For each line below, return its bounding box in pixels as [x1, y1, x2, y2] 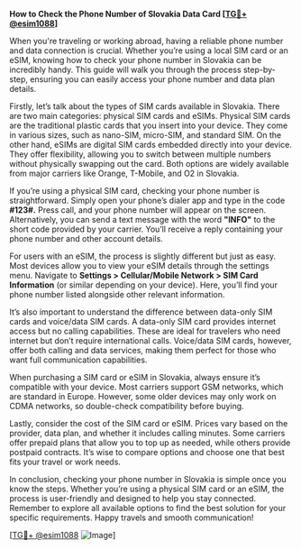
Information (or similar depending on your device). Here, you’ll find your [9, 279, 278, 290]
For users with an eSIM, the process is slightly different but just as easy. [9, 251, 277, 261]
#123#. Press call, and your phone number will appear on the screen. [9, 205, 267, 215]
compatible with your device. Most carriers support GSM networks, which [9, 381, 284, 392]
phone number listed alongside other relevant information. [9, 289, 225, 299]
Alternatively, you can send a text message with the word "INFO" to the [9, 215, 276, 224]
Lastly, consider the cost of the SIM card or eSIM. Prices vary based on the [9, 418, 288, 428]
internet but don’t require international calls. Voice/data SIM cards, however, [9, 335, 292, 346]
